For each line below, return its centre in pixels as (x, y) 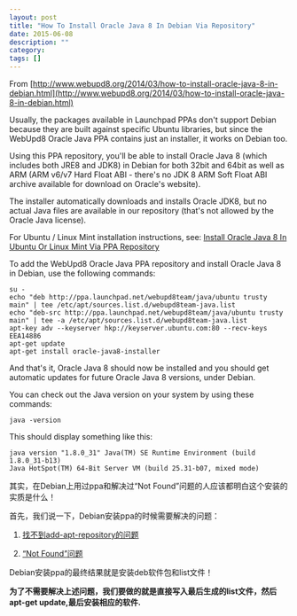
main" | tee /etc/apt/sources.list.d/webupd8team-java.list (123, 305)
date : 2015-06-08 (41, 34)
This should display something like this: (81, 437)
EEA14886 (25, 336)
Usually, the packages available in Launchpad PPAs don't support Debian (143, 120)
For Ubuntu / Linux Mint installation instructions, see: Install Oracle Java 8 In (148, 237)
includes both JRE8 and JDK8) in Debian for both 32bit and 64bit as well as (147, 165)
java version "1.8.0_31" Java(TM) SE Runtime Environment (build (132, 453)
